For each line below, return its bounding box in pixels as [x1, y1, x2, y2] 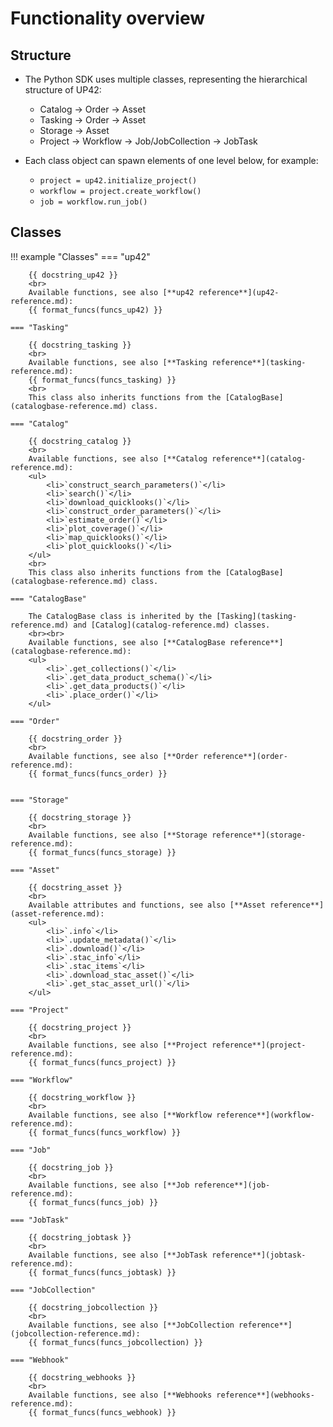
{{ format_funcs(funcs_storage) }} [28, 847, 177, 857]
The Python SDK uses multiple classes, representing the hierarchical [24, 73, 308, 85]
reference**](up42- [198, 287, 280, 297]
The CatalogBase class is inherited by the [28, 611, 213, 621]
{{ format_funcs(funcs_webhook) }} [28, 1407, 177, 1417]
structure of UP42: [24, 84, 102, 96]
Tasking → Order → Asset [39, 114, 147, 126]
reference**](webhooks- [216, 1390, 315, 1400]
